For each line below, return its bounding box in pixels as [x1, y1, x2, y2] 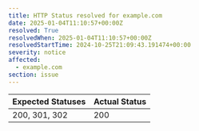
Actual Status [93, 96, 146, 107]
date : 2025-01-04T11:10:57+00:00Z [8, 19, 124, 27]
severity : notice [8, 48, 66, 56]
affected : [8, 56, 42, 64]
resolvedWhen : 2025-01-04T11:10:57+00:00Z [8, 33, 152, 42]
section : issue [8, 71, 59, 79]
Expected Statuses [12, 96, 86, 107]
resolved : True [8, 26, 59, 34]
